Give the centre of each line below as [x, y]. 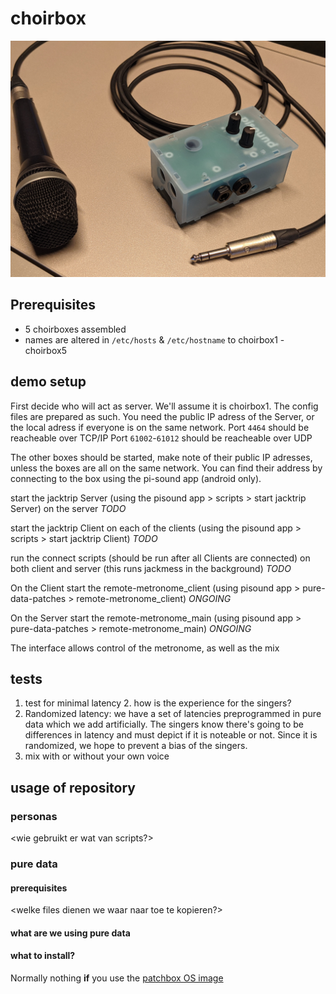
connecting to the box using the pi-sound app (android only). [136, 478]
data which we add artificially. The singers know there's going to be [164, 724]
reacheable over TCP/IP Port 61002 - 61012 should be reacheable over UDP [161, 438]
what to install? [43, 956]
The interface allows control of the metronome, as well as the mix [145, 648]
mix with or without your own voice [97, 756]
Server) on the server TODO [68, 508]
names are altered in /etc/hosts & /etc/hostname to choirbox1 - [154, 339]
